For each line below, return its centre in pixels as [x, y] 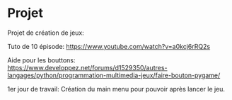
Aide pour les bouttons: [41, 60]
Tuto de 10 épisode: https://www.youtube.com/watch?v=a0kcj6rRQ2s [109, 46]
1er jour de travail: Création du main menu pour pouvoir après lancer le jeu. [116, 89]
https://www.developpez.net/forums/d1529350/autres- [87, 67]
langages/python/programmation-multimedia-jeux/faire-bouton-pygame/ [114, 75]
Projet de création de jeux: [46, 33]
